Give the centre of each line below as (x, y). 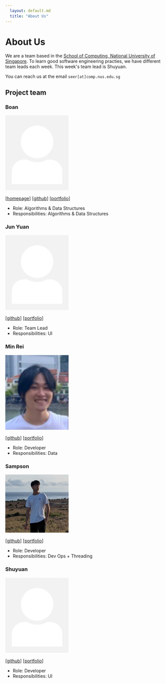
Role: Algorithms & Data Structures (49, 208)
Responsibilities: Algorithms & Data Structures (60, 214)
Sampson (17, 466)
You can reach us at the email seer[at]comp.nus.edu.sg (63, 77)
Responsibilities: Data (35, 453)
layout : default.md (30, 11)
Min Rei (15, 347)
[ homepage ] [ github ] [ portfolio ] (38, 199)
